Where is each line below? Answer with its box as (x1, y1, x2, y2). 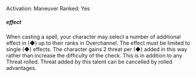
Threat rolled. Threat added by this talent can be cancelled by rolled (6, 58, 173, 65)
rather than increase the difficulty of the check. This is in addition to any (6, 52, 182, 59)
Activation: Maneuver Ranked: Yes (6, 5, 90, 12)
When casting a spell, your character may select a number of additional (6, 33, 181, 40)
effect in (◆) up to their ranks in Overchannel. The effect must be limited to (6, 39, 190, 46)
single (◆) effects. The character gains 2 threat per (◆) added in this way (6, 45, 188, 52)
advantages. (6, 64, 37, 71)
